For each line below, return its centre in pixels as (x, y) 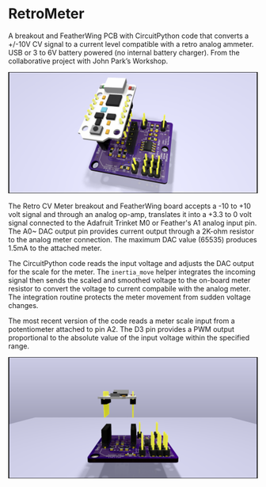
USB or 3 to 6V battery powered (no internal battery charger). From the (124, 52)
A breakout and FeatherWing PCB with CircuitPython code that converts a (129, 36)
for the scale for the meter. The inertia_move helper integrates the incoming (132, 272)
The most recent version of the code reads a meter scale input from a (122, 321)
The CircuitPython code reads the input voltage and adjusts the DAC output (131, 264)
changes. (23, 306)
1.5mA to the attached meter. (55, 248)
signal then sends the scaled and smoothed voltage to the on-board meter (129, 280)
